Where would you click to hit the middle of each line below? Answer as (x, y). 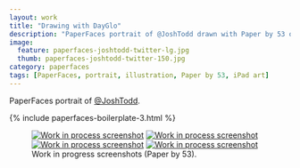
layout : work (33, 17)
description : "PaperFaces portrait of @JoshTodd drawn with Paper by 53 (147, 34)
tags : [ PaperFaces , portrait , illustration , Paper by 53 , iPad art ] (139, 76)
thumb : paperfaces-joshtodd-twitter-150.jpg (101, 59)
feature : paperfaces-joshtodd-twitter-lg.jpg (104, 51)
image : (21, 42)
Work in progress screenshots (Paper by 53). (114, 154)
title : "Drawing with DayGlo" (66, 26)
